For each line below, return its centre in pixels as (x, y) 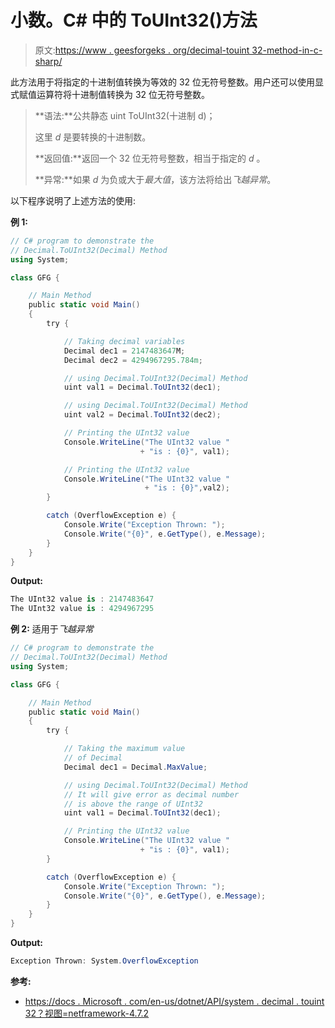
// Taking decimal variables (124, 341)
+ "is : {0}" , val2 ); (187, 488)
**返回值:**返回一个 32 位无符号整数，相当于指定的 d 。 (150, 158)
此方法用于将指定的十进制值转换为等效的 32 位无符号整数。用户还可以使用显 (167, 82)
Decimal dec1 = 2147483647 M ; (124, 351)
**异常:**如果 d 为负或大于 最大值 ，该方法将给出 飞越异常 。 (155, 179)
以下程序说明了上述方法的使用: (73, 200)
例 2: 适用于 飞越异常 (52, 629)
